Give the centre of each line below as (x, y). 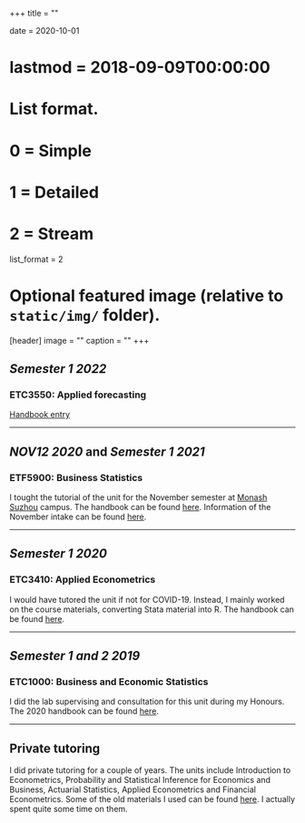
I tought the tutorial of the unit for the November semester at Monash (138, 497)
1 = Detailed (54, 192)
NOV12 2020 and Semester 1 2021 (108, 452)
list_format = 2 (36, 259)
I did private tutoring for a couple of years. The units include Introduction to (150, 770)
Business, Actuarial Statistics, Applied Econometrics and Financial (133, 789)
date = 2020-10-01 (44, 30)
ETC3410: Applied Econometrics (83, 579)
